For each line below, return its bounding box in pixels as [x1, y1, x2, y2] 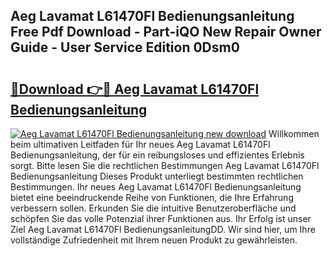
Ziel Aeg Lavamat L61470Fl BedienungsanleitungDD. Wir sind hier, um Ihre [10, 224, 316, 235]
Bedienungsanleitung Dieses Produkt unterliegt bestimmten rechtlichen [10, 170, 304, 182]
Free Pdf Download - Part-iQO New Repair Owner [10, 24, 322, 41]
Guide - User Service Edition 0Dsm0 [10, 39, 240, 56]
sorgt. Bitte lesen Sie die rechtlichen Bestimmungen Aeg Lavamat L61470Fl [10, 160, 320, 171]
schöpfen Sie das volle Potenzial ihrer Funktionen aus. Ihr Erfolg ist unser [10, 213, 312, 224]
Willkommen [268, 128, 320, 139]
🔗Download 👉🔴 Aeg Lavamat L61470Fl [10, 80, 260, 98]
